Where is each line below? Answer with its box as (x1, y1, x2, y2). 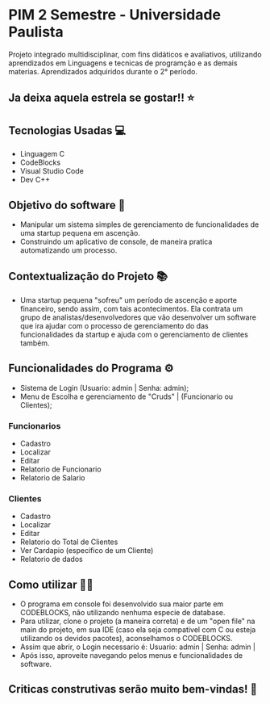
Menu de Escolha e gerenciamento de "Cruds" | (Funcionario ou (19, 392, 234, 401)
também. (19, 337, 50, 348)
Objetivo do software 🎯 (8, 198, 126, 212)
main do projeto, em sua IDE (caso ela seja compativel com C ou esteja (19, 624, 256, 635)
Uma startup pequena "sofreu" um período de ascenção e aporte (19, 295, 238, 304)
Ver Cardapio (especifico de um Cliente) (19, 546, 154, 555)
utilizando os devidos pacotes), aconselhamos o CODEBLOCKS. (19, 633, 233, 643)
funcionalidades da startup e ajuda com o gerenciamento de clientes (19, 329, 248, 339)
